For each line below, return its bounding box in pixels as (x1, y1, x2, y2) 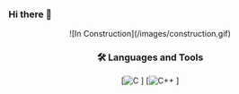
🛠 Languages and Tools (96, 51, 204, 64)
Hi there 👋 (8, 8, 53, 21)
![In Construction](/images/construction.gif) (69, 29, 231, 39)
